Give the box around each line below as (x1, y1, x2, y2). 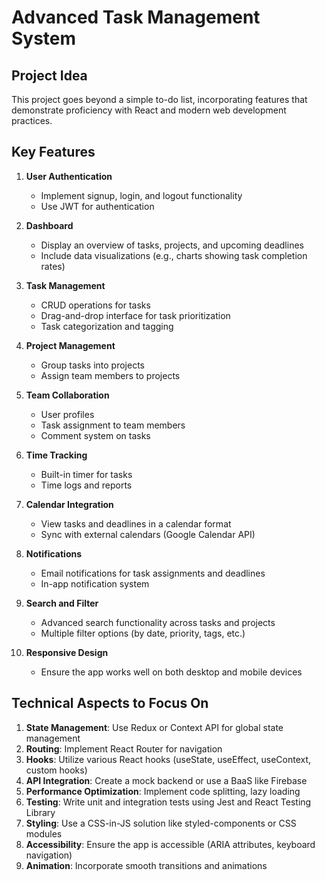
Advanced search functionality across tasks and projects (40, 616, 276, 628)
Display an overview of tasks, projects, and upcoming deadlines (40, 239, 304, 251)
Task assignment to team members (40, 419, 186, 431)
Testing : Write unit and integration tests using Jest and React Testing (25, 796, 312, 808)
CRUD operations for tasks (40, 299, 151, 311)
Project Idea (11, 67, 88, 84)
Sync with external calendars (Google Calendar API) (40, 528, 256, 540)
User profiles (40, 408, 95, 420)
